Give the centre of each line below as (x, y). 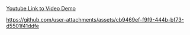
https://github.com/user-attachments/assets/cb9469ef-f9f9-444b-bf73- (95, 20)
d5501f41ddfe (23, 26)
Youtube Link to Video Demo (41, 8)
